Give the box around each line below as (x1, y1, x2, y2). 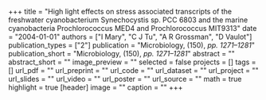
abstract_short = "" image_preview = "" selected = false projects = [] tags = (8, 57, 256, 67)
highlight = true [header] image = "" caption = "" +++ (8, 83, 183, 92)
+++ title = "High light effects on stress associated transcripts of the (8, 7, 233, 16)
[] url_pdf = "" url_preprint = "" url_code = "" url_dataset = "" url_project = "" (8, 66, 259, 75)
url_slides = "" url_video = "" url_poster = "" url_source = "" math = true (8, 75, 242, 83)
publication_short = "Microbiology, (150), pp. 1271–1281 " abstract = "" (8, 49, 235, 58)
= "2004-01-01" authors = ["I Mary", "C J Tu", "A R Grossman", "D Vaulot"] (8, 32, 252, 41)
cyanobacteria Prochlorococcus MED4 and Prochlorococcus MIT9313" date (8, 24, 257, 33)
